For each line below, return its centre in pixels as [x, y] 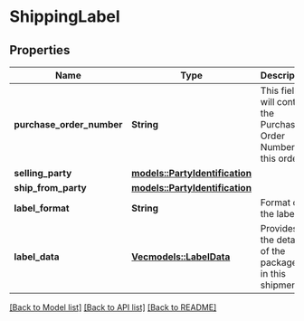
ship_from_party [51, 188]
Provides [279, 228]
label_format [42, 208]
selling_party [43, 173]
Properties [40, 50]
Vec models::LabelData [180, 257]
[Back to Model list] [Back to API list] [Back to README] [113, 307]
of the [273, 251]
